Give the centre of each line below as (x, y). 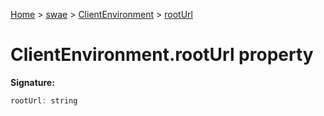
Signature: (32, 82)
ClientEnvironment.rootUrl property (162, 55)
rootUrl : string (44, 100)
